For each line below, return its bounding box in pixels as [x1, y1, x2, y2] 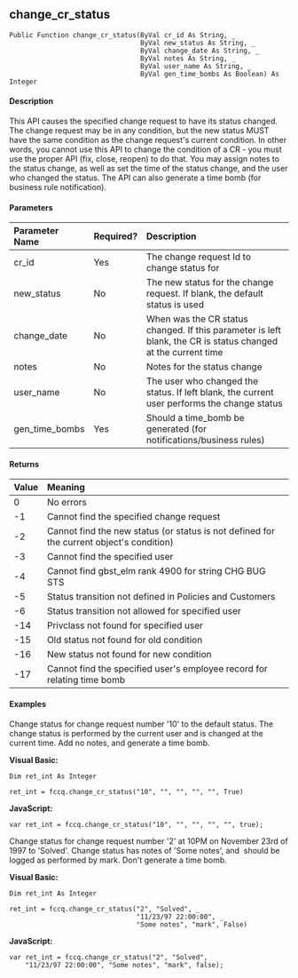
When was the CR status [145, 313, 248, 325]
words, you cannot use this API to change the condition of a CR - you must [9, 144, 282, 155]
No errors [47, 497, 87, 509]
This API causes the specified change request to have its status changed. [9, 115, 278, 127]
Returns [9, 458, 40, 469]
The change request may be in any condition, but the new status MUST [9, 125, 270, 136]
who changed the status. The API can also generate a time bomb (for [9, 172, 262, 183]
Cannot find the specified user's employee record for [47, 663, 268, 675]
